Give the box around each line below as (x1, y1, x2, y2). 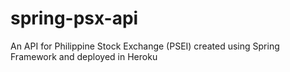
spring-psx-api (10, 7, 139, 30)
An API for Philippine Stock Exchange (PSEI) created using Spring (10, 40, 280, 52)
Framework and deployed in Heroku (10, 50, 158, 62)
